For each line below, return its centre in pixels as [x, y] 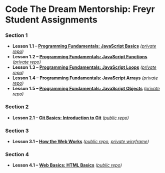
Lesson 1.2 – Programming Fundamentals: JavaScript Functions [80, 57]
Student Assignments [51, 20]
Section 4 [17, 154]
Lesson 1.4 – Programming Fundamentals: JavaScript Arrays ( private [85, 78]
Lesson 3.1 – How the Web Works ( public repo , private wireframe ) [80, 142]
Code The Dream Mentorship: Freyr [80, 9]
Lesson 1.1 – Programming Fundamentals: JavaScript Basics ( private [84, 46]
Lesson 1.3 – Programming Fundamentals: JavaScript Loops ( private [84, 67]
